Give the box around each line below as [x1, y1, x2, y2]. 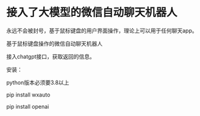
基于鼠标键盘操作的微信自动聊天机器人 [6, 40, 102, 47]
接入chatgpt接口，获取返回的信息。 [6, 53, 96, 60]
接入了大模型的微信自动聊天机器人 [6, 5, 178, 20]
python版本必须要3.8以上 [6, 79, 70, 86]
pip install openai [6, 103, 49, 110]
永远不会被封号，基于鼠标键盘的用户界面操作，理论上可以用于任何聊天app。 [6, 27, 198, 34]
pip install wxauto [6, 91, 51, 98]
